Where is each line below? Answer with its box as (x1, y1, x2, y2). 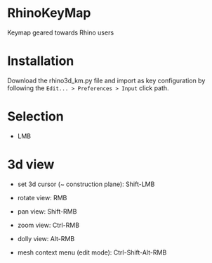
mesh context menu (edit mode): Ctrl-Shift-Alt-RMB (17, 248, 167, 257)
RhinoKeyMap (7, 5, 91, 21)
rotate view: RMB (17, 193, 67, 202)
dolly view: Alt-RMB (17, 234, 75, 243)
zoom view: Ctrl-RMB (17, 221, 79, 229)
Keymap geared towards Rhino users (7, 28, 114, 37)
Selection (7, 109, 65, 125)
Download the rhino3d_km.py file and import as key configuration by (7, 76, 206, 85)
